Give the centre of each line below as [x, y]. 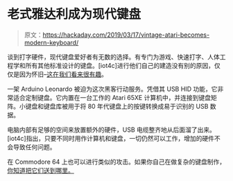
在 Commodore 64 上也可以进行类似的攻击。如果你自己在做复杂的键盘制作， [116, 162]
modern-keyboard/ [51, 42]
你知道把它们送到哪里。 [41, 170]
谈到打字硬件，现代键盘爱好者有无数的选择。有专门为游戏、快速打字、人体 [113, 57]
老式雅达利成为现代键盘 [74, 14]
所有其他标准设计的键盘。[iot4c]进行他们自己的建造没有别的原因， [120, 65]
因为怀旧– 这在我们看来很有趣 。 [63, 74]
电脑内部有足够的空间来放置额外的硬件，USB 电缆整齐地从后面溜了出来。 [112, 130]
